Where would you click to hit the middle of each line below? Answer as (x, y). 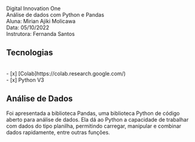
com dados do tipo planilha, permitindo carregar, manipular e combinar (94, 126)
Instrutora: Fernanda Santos (40, 34)
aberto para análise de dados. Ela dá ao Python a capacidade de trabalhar (97, 119)
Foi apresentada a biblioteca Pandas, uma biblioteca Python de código (93, 113)
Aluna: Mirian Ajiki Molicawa (41, 21)
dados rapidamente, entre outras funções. (58, 132)
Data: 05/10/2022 (28, 28)
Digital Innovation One (33, 8)
